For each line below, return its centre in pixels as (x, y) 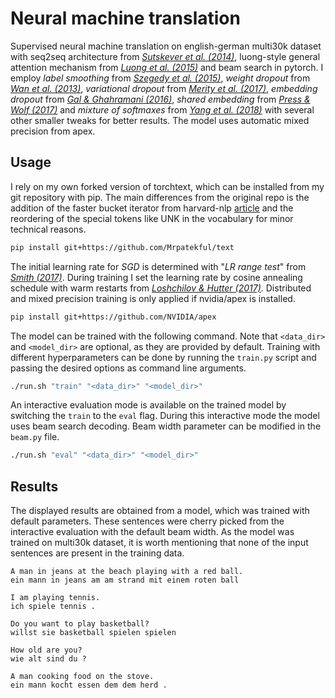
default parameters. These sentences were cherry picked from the (147, 521)
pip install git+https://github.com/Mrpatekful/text (122, 247)
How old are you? (46, 650)
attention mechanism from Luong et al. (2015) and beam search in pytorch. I (167, 67)
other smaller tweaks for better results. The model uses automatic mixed (160, 120)
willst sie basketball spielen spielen (93, 633)
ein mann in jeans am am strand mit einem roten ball (125, 580)
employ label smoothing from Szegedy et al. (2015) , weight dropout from (160, 78)
